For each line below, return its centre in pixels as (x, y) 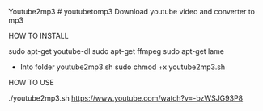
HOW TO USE (31, 82)
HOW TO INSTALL (38, 36)
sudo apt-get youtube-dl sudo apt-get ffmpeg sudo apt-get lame (117, 51)
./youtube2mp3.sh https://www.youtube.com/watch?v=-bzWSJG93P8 (126, 98)
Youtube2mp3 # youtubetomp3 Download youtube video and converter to (131, 12)
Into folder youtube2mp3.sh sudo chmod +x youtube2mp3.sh (123, 67)
